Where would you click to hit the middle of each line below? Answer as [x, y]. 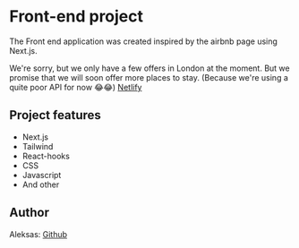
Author [29, 213]
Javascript [42, 175]
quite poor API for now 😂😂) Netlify [76, 87]
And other [41, 184]
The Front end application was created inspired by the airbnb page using [143, 41]
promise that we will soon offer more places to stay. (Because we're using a [149, 77]
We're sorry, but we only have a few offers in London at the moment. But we [149, 68]
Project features [55, 115]
